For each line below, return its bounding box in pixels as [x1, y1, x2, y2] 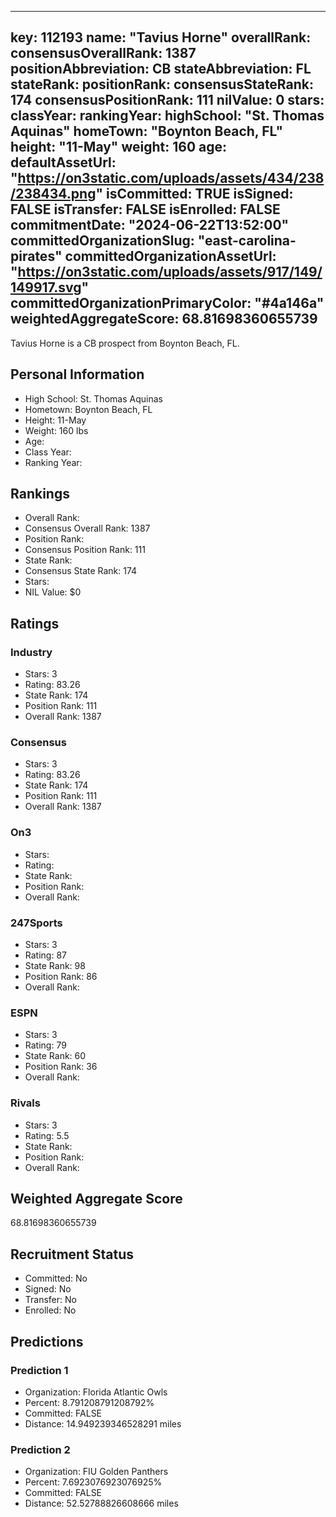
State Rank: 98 [24, 960, 86, 972]
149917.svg [10, 279, 82, 296]
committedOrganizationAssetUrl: [64, 248, 277, 265]
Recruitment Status [10, 1246, 135, 1263]
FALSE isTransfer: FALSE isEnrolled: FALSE [10, 201, 281, 218]
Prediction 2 [10, 1442, 71, 1456]
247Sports [10, 916, 63, 930]
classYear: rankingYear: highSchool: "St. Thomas [10, 107, 325, 125]
